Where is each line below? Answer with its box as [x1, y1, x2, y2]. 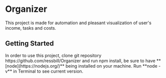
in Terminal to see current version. [13, 68, 83, 74]
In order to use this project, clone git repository [5, 52, 102, 58]
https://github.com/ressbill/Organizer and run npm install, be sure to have [5, 58, 156, 64]
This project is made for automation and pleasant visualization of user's [5, 20, 152, 26]
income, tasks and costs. [5, 25, 56, 31]
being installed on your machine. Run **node [65, 63, 158, 69]
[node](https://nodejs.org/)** [5, 63, 65, 69]
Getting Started [5, 39, 54, 48]
